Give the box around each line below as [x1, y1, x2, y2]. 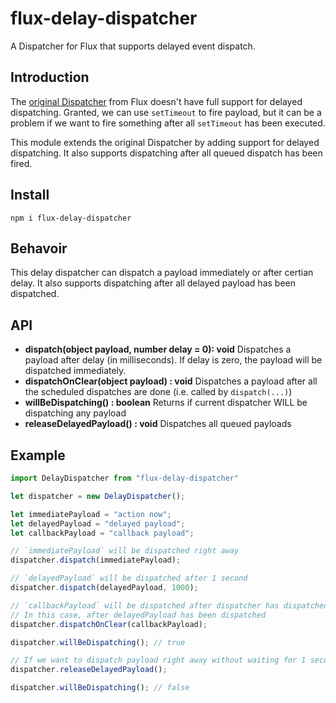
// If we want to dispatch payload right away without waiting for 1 [10, 655, 307, 666]
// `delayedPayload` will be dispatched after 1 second [10, 573, 248, 584]
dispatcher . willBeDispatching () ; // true [10, 637, 186, 647]
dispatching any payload [24, 407, 127, 419]
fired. [10, 157, 33, 169]
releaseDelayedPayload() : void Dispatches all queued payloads [24, 418, 292, 430]
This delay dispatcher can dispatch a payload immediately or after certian [10, 267, 314, 279]
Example [10, 447, 66, 464]
